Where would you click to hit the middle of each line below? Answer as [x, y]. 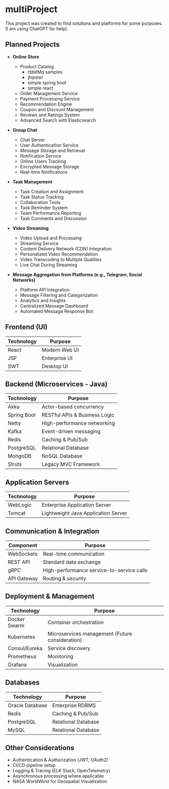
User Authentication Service [49, 145]
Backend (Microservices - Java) [56, 384]
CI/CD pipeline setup [34, 765]
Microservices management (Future [90, 633]
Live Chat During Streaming [49, 265]
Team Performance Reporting [51, 213]
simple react [40, 88]
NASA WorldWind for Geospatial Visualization [60, 781]
